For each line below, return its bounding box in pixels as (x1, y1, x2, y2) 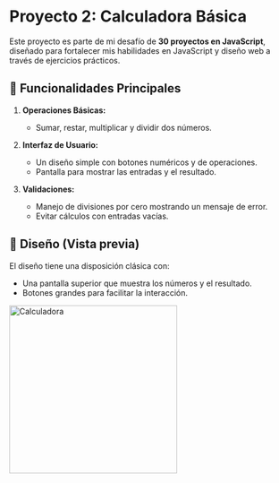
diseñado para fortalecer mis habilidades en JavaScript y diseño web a (9, 45, 271, 56)
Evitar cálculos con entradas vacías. (35, 211, 169, 221)
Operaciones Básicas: (21, 105, 106, 116)
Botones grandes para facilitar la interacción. (21, 287, 189, 298)
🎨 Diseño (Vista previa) (9, 237, 140, 252)
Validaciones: (21, 184, 75, 194)
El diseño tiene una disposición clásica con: (9, 260, 170, 271)
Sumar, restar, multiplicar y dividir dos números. (35, 122, 212, 133)
